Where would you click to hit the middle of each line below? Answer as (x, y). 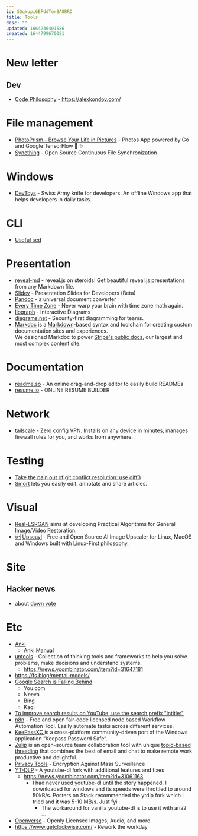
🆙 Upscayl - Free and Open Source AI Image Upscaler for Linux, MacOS (103, 536)
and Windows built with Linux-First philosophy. (72, 543)
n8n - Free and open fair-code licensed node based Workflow (90, 720)
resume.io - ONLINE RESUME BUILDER (62, 390)
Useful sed (28, 240)
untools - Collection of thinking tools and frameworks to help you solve (101, 656)
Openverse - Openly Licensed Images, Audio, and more (82, 821)
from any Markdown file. (45, 286)
